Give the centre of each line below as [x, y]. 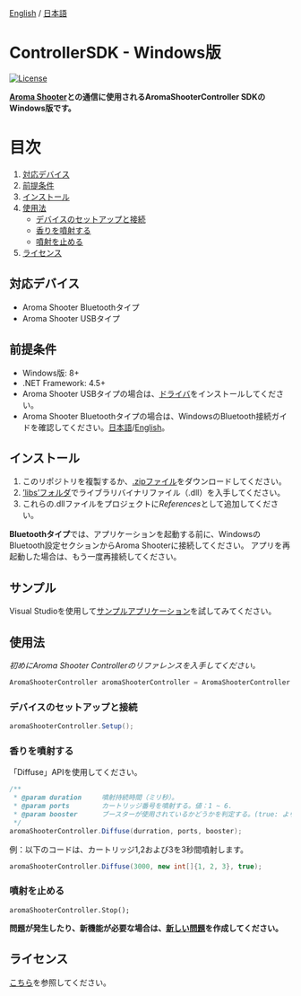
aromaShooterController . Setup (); [72, 727]
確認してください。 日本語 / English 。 [104, 427]
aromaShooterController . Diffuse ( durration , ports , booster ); [126, 831]
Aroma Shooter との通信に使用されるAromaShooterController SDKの [138, 96]
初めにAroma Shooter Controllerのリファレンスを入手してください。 [135, 665]
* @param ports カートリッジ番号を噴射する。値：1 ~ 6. [123, 806]
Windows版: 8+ [51, 373]
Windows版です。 [43, 108]
